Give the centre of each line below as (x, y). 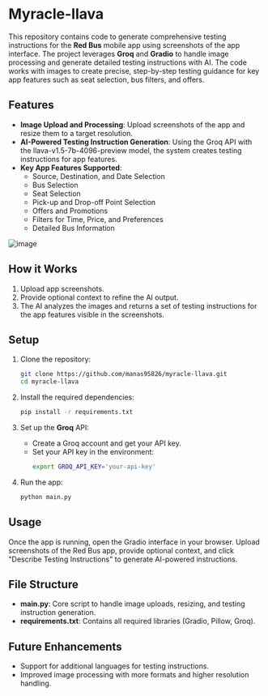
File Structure (43, 584)
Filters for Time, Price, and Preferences (98, 219)
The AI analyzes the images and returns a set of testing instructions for (138, 305)
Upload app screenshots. (62, 288)
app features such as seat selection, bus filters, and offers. (106, 79)
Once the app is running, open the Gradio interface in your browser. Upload (134, 542)
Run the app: (41, 482)
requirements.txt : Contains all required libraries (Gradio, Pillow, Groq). (138, 621)
